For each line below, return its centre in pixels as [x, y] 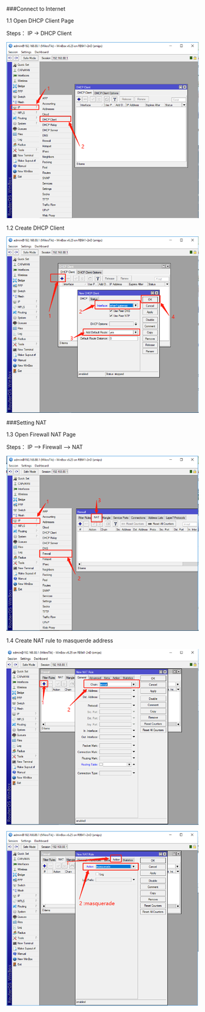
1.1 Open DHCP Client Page [40, 20]
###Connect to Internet [36, 9]
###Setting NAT [27, 423]
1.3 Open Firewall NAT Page [41, 435]
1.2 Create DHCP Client [35, 228]
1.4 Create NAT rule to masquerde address [60, 640]
